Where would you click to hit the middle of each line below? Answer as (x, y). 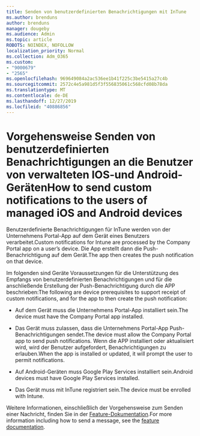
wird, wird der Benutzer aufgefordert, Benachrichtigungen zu (90, 347)
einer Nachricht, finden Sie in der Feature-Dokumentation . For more (89, 414)
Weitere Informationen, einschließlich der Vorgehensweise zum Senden (95, 408)
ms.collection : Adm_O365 (37, 56)
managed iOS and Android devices (95, 213)
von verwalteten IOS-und (70, 174)
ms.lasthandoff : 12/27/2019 (41, 101)
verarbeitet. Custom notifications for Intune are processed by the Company (98, 242)
